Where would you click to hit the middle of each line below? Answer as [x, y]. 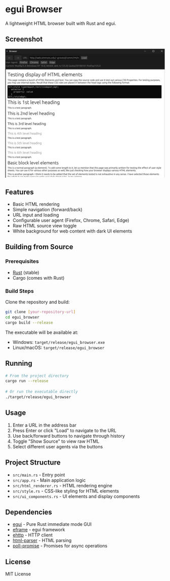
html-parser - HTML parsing [42, 540]
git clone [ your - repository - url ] [40, 312]
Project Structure [33, 463]
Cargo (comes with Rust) [38, 278]
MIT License [18, 574]
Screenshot [24, 39]
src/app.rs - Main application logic [49, 480]
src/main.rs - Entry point [39, 475]
